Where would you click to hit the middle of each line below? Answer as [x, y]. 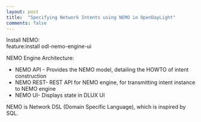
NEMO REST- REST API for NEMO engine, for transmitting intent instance [105, 82]
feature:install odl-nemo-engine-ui [49, 46]
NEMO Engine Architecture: [40, 58]
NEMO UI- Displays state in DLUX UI [60, 95]
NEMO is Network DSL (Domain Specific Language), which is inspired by [96, 107]
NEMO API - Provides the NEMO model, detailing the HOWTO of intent [102, 70]
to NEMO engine [35, 89]
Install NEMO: [23, 40]
